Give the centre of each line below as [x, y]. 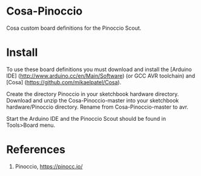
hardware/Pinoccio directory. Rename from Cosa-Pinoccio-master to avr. [97, 107]
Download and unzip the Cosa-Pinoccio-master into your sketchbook [93, 100]
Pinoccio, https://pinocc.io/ [49, 166]
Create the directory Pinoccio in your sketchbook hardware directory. [93, 94]
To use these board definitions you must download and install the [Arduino [99, 69]
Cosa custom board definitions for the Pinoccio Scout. [74, 28]
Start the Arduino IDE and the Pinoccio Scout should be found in [86, 118]
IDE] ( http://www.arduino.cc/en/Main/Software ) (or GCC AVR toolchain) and [101, 76]
